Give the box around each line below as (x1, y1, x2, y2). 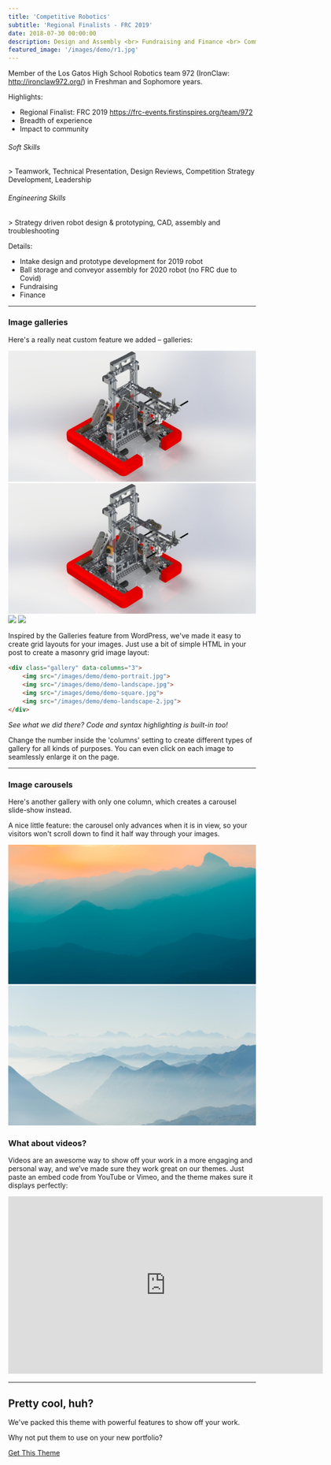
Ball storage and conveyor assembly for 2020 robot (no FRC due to (19, 265, 237, 274)
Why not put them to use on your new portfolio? (8, 1433, 163, 1442)
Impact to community (19, 125, 89, 134)
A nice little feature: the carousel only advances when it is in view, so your (8, 820, 248, 830)
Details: (8, 241, 33, 251)
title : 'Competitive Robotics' (8, 13, 111, 20)
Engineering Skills (8, 193, 66, 203)
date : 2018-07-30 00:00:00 (8, 29, 97, 37)
